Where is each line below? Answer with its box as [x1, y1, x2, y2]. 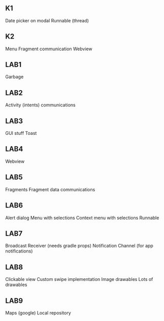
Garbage [5, 74, 24, 80]
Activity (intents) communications [5, 102, 76, 108]
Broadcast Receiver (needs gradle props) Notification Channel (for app [5, 243, 153, 249]
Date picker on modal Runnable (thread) [5, 17, 89, 23]
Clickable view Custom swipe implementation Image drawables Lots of [5, 276, 153, 282]
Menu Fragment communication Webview [5, 46, 92, 52]
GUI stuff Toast [5, 130, 37, 136]
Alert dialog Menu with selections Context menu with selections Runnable [5, 215, 159, 221]
